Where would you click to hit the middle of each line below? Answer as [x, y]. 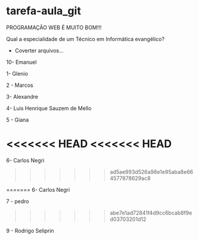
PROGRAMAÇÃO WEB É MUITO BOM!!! [54, 27]
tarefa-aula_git [44, 11]
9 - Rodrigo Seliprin [30, 230]
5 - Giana [18, 120]
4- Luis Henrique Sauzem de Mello [49, 108]
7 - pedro [18, 201]
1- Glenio [17, 73]
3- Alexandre [22, 96]
